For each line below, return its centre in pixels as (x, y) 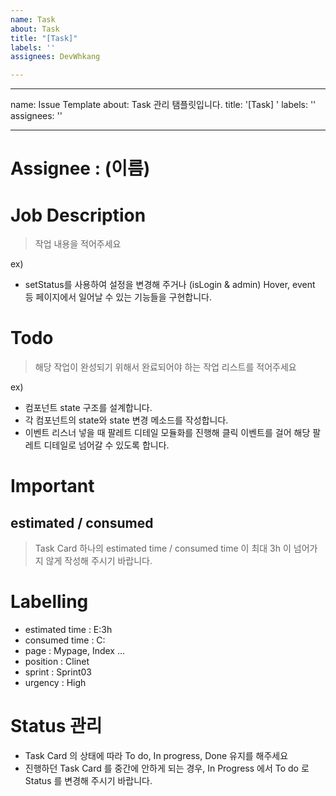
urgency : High (55, 683)
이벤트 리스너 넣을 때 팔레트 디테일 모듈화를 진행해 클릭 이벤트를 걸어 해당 (167, 433)
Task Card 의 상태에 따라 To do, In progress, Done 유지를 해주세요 (156, 756)
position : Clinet (57, 662)
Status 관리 (56, 726)
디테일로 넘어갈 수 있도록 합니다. (106, 445)
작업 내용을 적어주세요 (78, 244)
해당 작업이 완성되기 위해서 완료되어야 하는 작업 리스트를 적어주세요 (165, 367)
